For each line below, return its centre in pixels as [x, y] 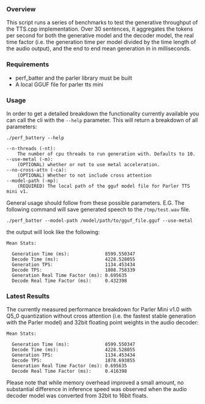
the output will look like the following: [53, 232]
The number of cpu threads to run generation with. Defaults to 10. [106, 154]
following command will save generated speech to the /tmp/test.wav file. [99, 209]
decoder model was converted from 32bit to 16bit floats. [77, 396]
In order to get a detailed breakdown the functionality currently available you [103, 113]
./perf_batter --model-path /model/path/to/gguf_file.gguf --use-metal [99, 220]
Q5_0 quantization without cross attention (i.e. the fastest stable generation [101, 316]
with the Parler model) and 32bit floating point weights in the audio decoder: [102, 322]
